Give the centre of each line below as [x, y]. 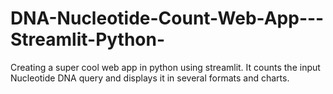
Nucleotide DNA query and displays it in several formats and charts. [150, 78]
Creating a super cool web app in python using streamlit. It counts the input [165, 67]
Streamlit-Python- [88, 39]
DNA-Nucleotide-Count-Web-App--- [167, 18]
